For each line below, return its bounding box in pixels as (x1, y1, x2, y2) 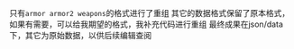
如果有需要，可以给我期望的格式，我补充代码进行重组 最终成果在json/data (9, 19, 284, 29)
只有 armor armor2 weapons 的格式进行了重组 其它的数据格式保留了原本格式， (9, 8, 290, 18)
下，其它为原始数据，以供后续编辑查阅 (9, 30, 152, 40)
